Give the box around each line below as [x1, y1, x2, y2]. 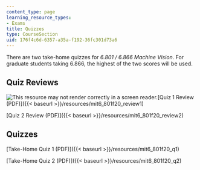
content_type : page [6, 8, 56, 15]
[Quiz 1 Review [157, 93, 195, 100]
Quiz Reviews [6, 77, 59, 88]
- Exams [6, 20, 26, 26]
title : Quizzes [6, 25, 45, 32]
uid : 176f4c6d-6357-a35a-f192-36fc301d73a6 [6, 37, 118, 43]
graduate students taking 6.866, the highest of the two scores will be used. [6, 60, 193, 67]
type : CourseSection [6, 31, 59, 38]
